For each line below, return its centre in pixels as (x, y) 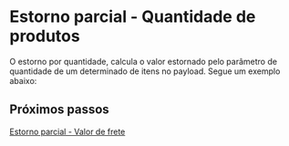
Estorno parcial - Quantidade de (133, 17)
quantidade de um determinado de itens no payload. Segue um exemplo (145, 71)
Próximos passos (59, 110)
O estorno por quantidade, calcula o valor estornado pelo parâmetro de (144, 61)
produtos (45, 36)
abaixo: (23, 80)
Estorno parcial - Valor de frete (67, 131)
